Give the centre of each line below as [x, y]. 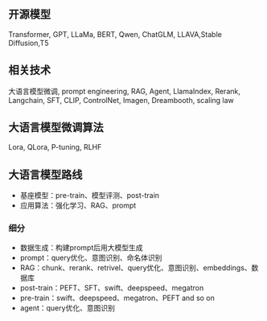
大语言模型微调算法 [56, 128]
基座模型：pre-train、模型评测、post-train [89, 195]
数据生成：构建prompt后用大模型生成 [81, 247]
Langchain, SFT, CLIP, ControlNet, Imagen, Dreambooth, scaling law [121, 100]
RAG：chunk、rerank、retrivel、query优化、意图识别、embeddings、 [136, 267]
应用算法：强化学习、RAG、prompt [78, 206]
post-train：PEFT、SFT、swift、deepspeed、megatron [112, 287]
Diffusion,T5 [29, 43]
